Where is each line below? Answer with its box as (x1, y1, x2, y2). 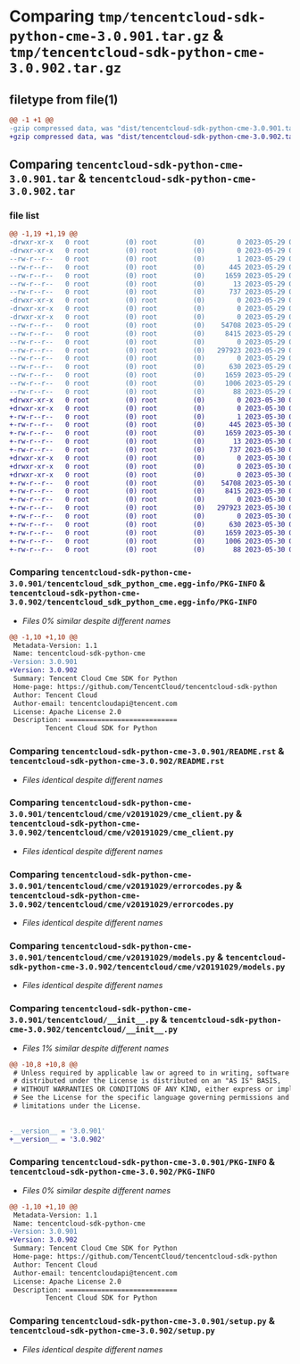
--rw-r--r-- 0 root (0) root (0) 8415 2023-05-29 (9, 329, 286, 338)
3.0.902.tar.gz (9, 60, 122, 77)
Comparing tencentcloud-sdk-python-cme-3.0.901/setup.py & (9, 1315, 275, 1327)
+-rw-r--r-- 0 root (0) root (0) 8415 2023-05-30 (9, 487, 286, 496)
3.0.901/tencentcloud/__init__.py (9, 1015, 159, 1026)
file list (9, 209, 40, 221)
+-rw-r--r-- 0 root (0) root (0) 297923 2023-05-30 (9, 503, 286, 512)
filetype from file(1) (9, 92, 119, 107)
